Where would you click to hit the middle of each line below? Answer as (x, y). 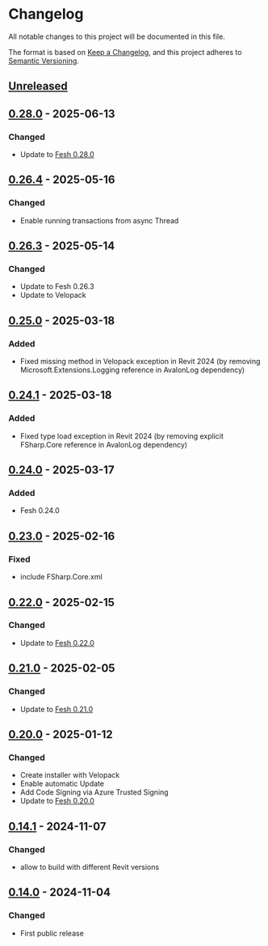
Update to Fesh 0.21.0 (57, 709)
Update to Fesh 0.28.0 (57, 155)
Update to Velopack (53, 295)
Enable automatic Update (62, 784)
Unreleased (38, 86)
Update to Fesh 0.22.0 (57, 643)
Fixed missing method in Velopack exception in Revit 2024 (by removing (140, 362)
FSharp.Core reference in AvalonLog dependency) (104, 444)
